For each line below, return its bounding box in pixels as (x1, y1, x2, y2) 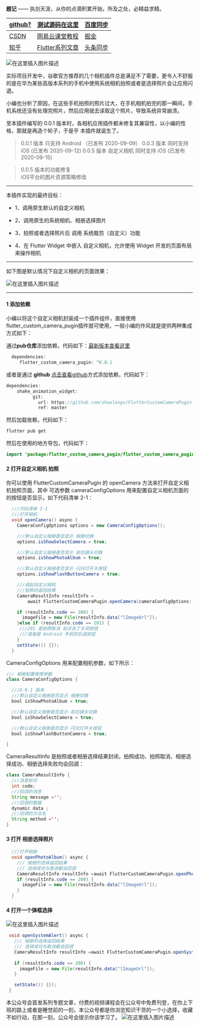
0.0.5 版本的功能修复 (20, 166, 71, 173)
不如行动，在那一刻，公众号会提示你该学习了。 (6, 1014, 120, 1021)
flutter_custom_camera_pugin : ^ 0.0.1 (19, 359, 113, 366)
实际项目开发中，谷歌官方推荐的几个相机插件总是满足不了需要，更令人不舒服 (6, 72, 193, 79)
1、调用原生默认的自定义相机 (14, 204, 85, 211)
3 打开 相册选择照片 (6, 835, 54, 842)
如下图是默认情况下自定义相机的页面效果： (6, 267, 110, 275)
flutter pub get (6, 428, 46, 434)
